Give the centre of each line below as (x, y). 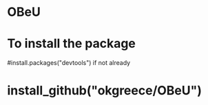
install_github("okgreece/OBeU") (104, 91)
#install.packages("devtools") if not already (69, 63)
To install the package (72, 44)
